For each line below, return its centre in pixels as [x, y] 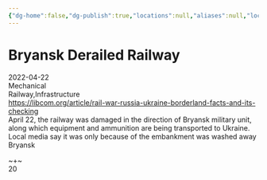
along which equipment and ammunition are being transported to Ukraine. [129, 127]
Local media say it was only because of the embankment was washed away [132, 136]
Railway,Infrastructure [44, 94]
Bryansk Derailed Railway [94, 55]
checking [23, 111]
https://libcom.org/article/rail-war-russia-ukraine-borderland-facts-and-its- [132, 102]
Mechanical [27, 85]
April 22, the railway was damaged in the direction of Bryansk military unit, [130, 119]
